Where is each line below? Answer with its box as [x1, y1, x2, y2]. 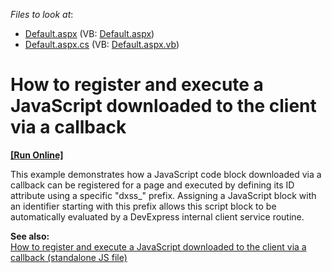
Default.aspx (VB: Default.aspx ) [24, 28, 155, 39]
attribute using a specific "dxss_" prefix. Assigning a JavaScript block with [10, 189, 317, 201]
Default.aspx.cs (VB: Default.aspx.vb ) [24, 39, 180, 50]
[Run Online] [10, 149, 64, 161]
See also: [10, 230, 50, 242]
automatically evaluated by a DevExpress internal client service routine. [10, 210, 305, 223]
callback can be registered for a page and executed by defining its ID [10, 179, 295, 191]
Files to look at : [10, 9, 74, 20]
